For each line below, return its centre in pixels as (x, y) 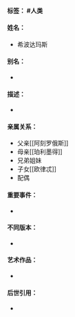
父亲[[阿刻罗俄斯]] (43, 143)
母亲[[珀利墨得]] (40, 152)
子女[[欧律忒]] (37, 169)
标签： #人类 (25, 10)
